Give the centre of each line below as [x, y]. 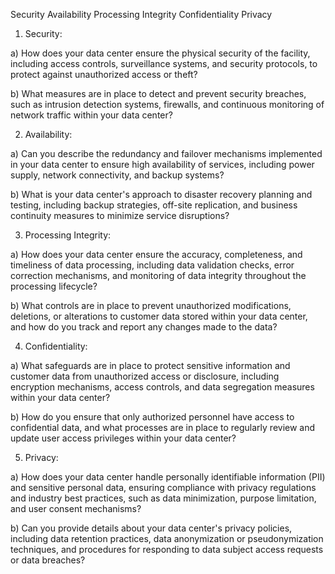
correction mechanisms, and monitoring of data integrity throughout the [158, 275]
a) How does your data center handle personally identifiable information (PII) [168, 477]
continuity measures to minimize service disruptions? [120, 215]
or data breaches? [48, 560]
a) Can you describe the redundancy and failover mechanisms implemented [166, 153]
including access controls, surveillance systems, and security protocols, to [164, 63]
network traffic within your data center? [91, 115]
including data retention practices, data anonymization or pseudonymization [167, 538]
